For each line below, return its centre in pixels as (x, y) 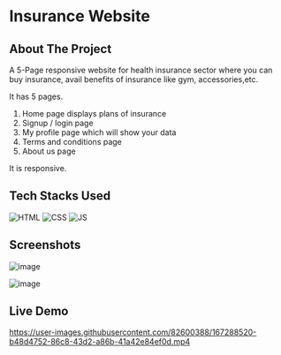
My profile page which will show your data (99, 132)
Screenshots (45, 245)
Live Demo (39, 311)
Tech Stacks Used (60, 196)
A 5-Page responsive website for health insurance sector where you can (141, 70)
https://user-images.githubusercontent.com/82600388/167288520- (133, 332)
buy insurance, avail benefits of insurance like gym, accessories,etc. (134, 79)
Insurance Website (80, 16)
